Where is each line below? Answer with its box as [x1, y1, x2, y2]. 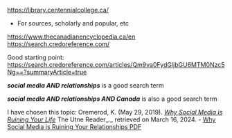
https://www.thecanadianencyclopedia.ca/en [7, 32, 136, 41]
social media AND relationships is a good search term [7, 81, 164, 89]
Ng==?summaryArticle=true [7, 68, 87, 76]
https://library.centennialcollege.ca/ [7, 6, 109, 14]
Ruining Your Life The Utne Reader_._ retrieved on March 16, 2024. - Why [7, 115, 216, 124]
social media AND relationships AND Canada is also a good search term [7, 95, 217, 103]
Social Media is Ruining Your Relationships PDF [7, 123, 142, 130]
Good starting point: [7, 53, 64, 61]
